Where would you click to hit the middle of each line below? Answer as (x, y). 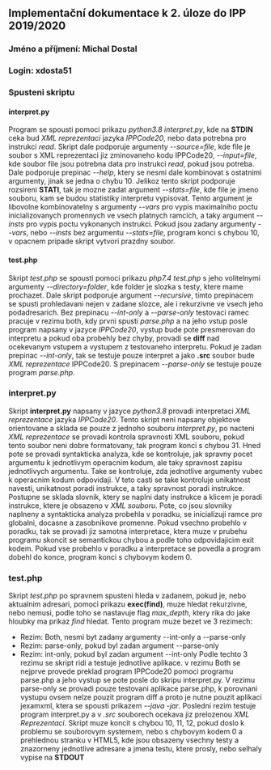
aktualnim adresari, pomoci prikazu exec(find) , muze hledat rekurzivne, (128, 604)
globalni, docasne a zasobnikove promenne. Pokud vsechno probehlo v (128, 522)
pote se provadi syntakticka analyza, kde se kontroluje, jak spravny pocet (131, 454)
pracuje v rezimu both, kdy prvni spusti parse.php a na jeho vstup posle (128, 321)
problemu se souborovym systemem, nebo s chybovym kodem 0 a (131, 732)
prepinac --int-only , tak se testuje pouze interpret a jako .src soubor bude (131, 355)
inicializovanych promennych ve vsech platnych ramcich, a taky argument (131, 216)
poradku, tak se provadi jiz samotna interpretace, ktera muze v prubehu (128, 531)
